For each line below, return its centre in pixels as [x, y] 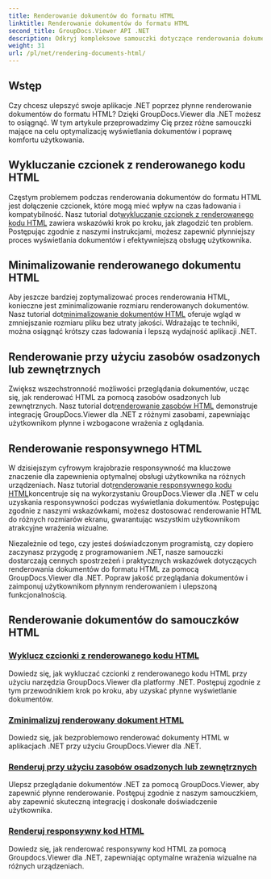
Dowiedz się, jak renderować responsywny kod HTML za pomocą [117, 848]
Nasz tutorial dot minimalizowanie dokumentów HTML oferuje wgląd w [125, 315]
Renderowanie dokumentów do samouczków [124, 621]
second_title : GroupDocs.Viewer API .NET [79, 31]
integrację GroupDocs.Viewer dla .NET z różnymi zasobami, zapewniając [129, 415]
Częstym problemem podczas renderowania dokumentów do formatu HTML [135, 197]
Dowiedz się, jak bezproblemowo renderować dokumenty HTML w [119, 738]
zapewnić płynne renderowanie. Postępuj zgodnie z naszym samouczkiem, [133, 793]
